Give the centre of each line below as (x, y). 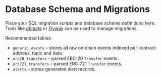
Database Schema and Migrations (78, 9)
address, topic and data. (38, 53)
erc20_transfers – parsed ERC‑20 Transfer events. (65, 58)
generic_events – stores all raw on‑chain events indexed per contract (84, 47)
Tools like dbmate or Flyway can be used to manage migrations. (72, 28)
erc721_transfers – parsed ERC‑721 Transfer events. (67, 63)
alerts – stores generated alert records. (54, 69)
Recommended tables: (29, 38)
